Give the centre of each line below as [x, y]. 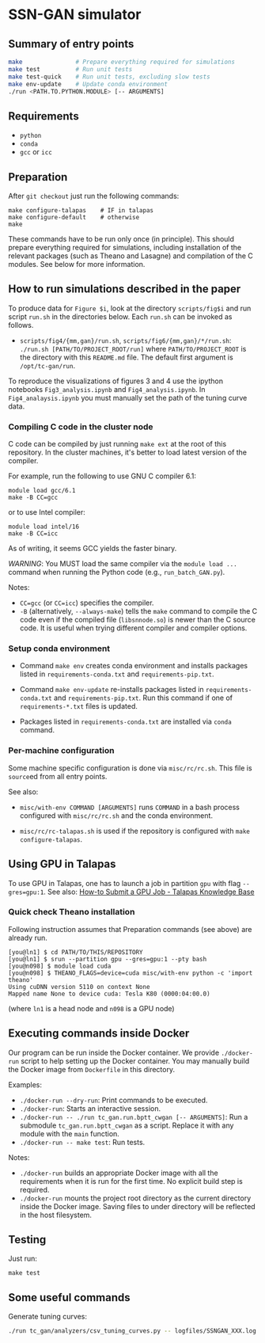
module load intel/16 [44, 527]
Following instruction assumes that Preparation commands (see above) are [130, 929]
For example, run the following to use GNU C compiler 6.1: [102, 476]
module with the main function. [70, 1133]
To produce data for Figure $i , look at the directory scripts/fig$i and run [130, 308]
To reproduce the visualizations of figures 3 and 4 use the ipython [116, 381]
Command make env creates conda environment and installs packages [133, 666]
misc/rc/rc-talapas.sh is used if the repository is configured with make [135, 831]
